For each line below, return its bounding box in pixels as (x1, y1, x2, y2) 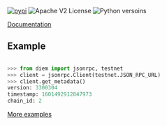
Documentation (7, 20, 52, 28)
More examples (7, 110, 52, 119)
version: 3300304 (7, 84, 58, 91)
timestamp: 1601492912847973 (7, 91, 92, 98)
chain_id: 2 (7, 98, 42, 105)
